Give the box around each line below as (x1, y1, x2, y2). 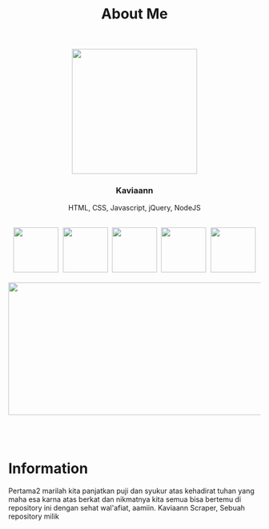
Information (8, 459, 88, 478)
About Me (101, 5, 168, 23)
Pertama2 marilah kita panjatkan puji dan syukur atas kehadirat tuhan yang (8, 486, 255, 496)
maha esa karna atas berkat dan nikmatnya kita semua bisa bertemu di (8, 495, 242, 504)
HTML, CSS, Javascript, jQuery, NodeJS (67, 203, 202, 213)
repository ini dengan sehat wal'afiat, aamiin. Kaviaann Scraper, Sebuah (8, 503, 246, 513)
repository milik (8, 511, 60, 521)
